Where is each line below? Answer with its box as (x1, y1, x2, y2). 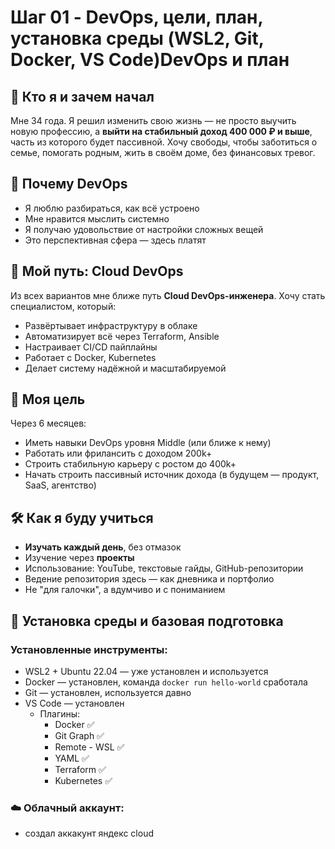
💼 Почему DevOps (10, 176, 128, 193)
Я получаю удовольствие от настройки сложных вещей (24, 223, 264, 235)
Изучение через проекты (24, 552, 135, 564)
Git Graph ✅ (54, 729, 105, 741)
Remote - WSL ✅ (54, 741, 125, 753)
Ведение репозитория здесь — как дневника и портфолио (24, 573, 275, 585)
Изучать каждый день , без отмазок (24, 541, 182, 553)
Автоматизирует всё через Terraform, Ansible (24, 330, 220, 342)
